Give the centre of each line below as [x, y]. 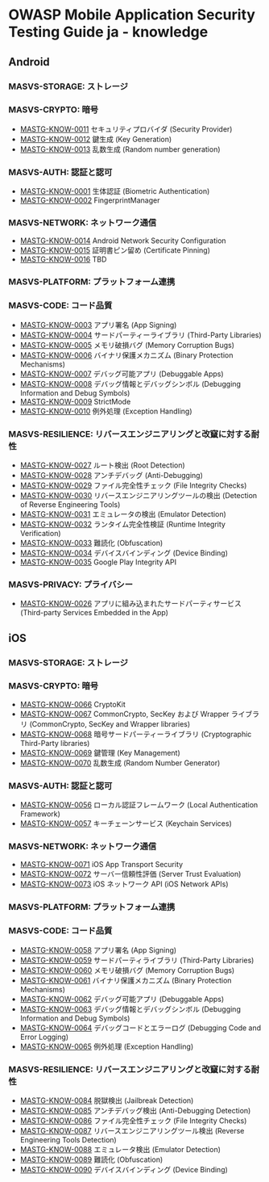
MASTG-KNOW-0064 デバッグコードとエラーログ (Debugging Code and [141, 1028]
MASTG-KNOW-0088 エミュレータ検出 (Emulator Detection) [120, 1149]
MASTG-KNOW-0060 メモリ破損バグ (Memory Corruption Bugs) [127, 970]
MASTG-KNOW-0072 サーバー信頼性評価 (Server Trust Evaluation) [130, 874]
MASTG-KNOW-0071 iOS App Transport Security [101, 865]
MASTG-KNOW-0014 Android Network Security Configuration [123, 241]
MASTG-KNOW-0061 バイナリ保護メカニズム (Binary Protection [126, 980]
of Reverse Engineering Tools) [70, 504]
